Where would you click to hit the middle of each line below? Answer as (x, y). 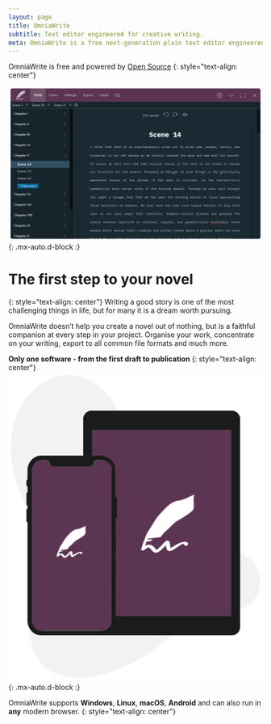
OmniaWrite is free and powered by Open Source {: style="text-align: (123, 67)
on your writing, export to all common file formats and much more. (119, 343)
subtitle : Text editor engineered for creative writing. (106, 34)
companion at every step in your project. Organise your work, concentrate (131, 335)
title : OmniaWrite (39, 25)
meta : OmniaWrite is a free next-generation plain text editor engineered (137, 43)
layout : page (30, 17)
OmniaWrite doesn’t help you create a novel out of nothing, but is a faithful (132, 326)
